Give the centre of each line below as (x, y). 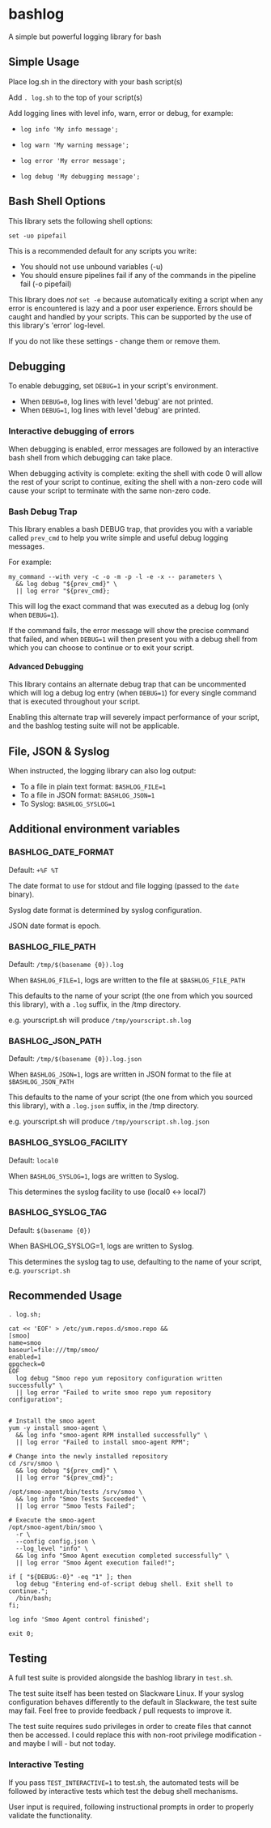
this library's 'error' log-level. (57, 325)
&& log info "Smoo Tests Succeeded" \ (81, 1499)
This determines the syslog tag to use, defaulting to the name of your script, (135, 1261)
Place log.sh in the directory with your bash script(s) (96, 81)
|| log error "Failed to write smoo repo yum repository (114, 1392)
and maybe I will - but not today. (62, 1744)
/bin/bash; (34, 1598)
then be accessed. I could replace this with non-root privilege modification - (135, 1735)
